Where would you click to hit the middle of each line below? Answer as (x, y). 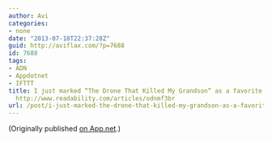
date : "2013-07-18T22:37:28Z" (59, 38)
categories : (28, 23)
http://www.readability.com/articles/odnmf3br (96, 98)
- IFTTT (21, 83)
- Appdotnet (28, 76)
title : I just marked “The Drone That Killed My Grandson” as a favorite (136, 91)
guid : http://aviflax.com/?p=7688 (67, 46)
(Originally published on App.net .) (65, 129)
